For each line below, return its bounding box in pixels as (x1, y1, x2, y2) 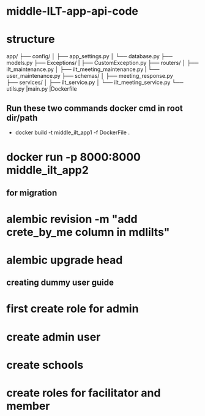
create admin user (6, 330, 101, 344)
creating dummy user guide (6, 278, 114, 288)
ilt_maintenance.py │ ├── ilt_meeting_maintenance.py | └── (6, 66, 160, 73)
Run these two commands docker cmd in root (6, 103, 183, 113)
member (6, 399, 50, 413)
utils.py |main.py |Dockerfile (6, 85, 78, 93)
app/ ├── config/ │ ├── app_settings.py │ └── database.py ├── (6, 53, 173, 60)
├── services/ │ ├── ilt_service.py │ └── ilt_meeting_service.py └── (6, 78, 184, 86)
